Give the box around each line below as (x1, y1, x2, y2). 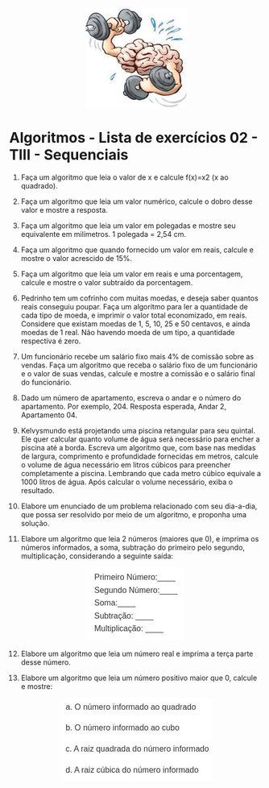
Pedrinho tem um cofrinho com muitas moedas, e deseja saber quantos (20, 293, 259, 303)
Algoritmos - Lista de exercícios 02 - (9, 129, 259, 147)
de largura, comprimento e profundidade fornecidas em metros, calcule (20, 451, 259, 461)
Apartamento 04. (20, 410, 77, 420)
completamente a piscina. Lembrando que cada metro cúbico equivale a (20, 468, 261, 478)
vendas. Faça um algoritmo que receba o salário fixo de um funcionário (20, 360, 259, 370)
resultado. (20, 485, 55, 495)
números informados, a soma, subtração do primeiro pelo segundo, (20, 542, 245, 552)
